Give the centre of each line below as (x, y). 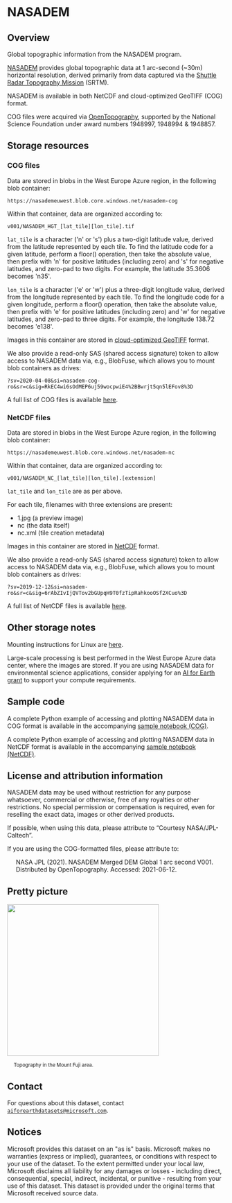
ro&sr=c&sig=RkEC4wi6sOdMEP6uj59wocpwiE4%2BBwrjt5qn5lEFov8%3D (100, 387)
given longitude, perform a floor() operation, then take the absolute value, (112, 304)
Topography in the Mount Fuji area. (53, 1065)
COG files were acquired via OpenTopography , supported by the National (111, 116)
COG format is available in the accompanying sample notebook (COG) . (108, 726)
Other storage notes (52, 628)
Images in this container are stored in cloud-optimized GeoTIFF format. (108, 340)
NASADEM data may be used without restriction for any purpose (99, 793)
